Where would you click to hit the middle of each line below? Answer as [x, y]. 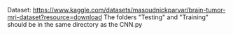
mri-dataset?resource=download [55, 17]
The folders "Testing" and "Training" [156, 17]
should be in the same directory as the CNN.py [75, 24]
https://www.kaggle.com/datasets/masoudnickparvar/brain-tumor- [129, 10]
